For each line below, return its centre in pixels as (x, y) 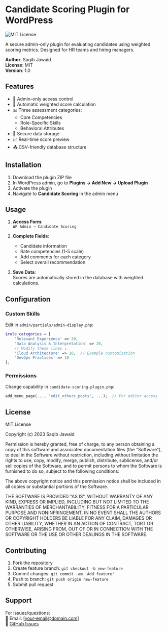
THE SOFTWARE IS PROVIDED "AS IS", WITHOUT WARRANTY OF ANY (79, 497)
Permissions (21, 376)
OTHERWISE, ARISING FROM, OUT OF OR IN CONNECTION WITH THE (79, 529)
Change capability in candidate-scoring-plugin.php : (60, 387)
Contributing (26, 551)
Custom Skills (23, 313)
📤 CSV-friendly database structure (49, 147)
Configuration (28, 299)
